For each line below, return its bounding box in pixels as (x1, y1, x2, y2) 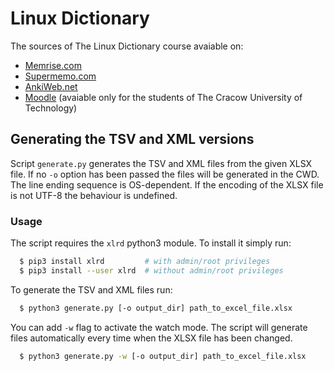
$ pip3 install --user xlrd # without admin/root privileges (19, 265, 284, 276)
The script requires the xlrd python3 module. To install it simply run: (10, 237, 292, 249)
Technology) (24, 102, 78, 114)
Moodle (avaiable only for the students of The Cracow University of (24, 91, 303, 103)
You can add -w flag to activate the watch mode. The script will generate (10, 321, 308, 333)
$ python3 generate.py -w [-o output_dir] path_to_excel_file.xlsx (19, 351, 307, 361)
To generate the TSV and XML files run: (10, 283, 173, 296)
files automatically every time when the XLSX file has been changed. (10, 332, 293, 344)
